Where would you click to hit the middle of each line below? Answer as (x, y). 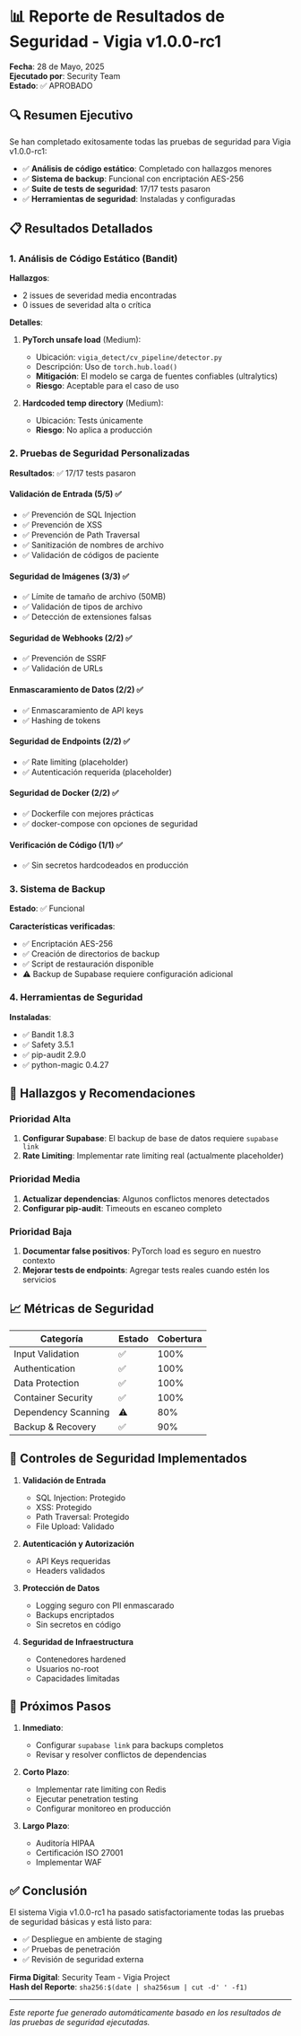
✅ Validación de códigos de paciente (90, 555)
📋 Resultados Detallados (81, 229)
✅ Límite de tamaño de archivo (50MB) (94, 597)
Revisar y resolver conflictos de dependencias (121, 1755)
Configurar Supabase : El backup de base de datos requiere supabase (150, 1139)
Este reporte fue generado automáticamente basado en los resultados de (146, 2013)
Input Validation (47, 1353)
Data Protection (47, 1383)
